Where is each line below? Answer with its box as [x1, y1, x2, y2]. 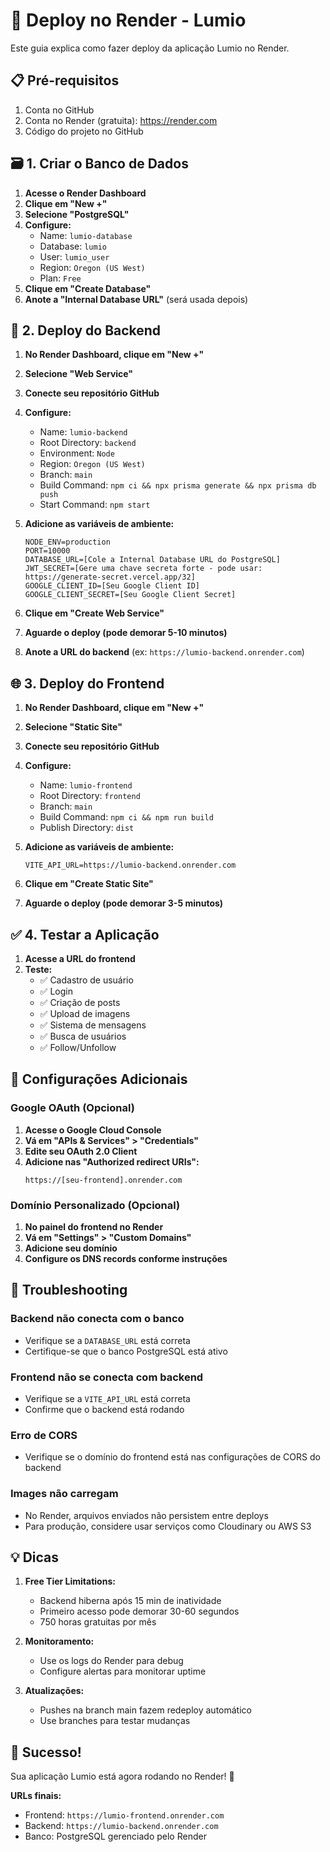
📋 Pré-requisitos [10, 72, 120, 89]
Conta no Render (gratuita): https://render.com [24, 114, 218, 126]
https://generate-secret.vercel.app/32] [24, 572, 196, 583]
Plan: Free [39, 272, 82, 284]
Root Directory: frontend [39, 790, 141, 802]
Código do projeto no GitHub [24, 125, 144, 137]
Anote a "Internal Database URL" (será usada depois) [24, 293, 249, 305]
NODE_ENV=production [24, 537, 111, 548]
